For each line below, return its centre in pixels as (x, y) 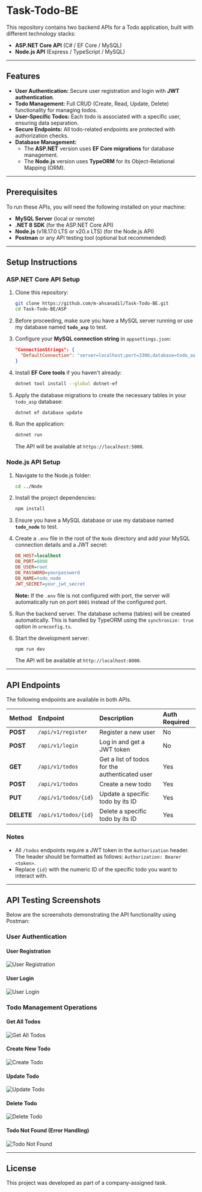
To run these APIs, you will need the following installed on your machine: (96, 207)
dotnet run (29, 435)
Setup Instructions (42, 262)
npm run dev (30, 649)
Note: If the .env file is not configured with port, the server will (92, 595)
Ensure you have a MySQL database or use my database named (94, 520)
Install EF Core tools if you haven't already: (68, 372)
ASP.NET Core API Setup (43, 279)
